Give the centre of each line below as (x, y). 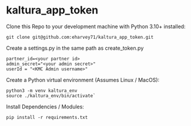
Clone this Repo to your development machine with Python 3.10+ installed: (96, 26)
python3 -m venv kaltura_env (42, 91)
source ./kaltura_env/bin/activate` (51, 96)
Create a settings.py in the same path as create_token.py (75, 48)
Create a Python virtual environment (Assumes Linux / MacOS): (83, 80)
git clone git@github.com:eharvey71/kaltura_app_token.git (80, 37)
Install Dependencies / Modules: (45, 107)
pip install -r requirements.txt (47, 117)
